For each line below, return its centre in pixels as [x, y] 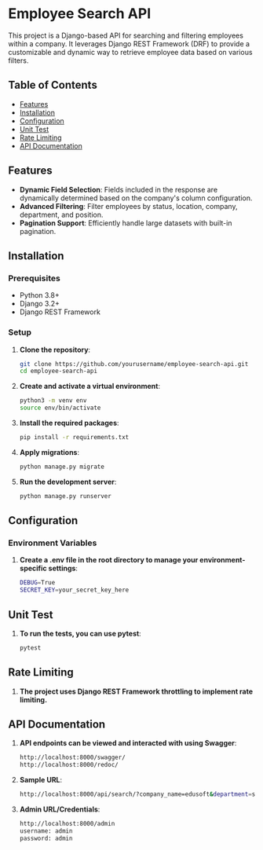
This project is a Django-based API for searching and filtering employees [126, 35]
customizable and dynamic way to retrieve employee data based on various [130, 52]
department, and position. [61, 214]
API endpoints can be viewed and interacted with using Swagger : [128, 743]
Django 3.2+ [40, 304]
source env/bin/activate [60, 408]
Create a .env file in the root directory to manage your [109, 560]
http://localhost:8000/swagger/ [72, 758]
